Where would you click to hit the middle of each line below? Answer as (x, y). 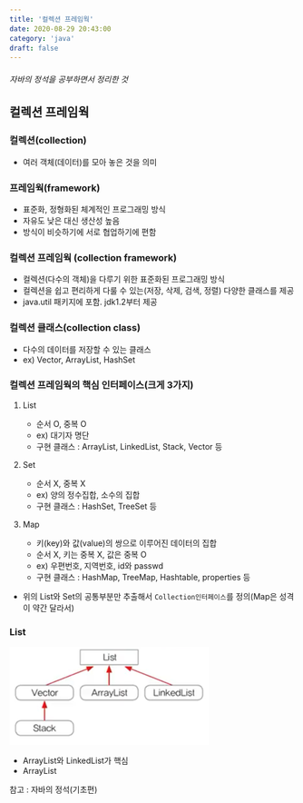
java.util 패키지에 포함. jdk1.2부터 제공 (90, 302)
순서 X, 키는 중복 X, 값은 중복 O (91, 554)
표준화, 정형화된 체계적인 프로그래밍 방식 (94, 210)
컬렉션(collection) (49, 141)
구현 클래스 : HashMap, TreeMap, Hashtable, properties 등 (143, 577)
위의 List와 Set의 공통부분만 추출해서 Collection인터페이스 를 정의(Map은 (150, 596)
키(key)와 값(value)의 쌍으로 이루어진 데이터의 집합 (127, 543)
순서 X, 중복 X (61, 483)
